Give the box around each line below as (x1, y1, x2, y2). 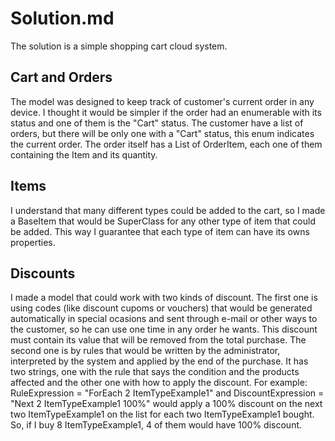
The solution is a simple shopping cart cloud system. (10, 40, 228, 52)
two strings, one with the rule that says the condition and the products (10, 366, 300, 378)
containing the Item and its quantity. (10, 148, 158, 161)
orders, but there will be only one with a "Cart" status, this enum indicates (10, 127, 315, 139)
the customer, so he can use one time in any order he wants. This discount (10, 323, 318, 336)
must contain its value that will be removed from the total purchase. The (10, 334, 307, 346)
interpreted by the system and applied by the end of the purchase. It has (10, 355, 309, 367)
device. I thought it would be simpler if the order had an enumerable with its (10, 106, 322, 118)
